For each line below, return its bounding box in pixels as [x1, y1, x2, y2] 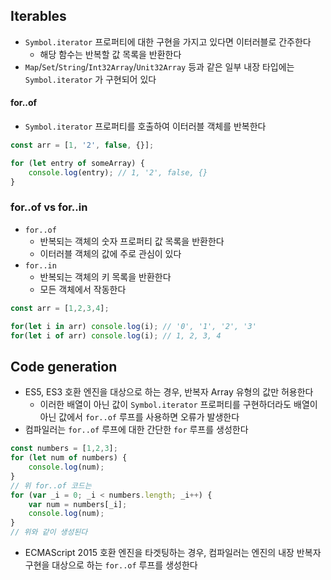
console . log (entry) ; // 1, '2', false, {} [28, 167, 208, 178]
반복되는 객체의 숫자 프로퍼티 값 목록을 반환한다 [39, 235, 225, 247]
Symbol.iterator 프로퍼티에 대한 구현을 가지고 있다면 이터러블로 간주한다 [24, 35, 312, 48]
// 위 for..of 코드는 [10, 480, 92, 491]
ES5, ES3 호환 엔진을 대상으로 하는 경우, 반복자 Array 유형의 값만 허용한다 [24, 386, 314, 398]
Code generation [10, 358, 118, 375]
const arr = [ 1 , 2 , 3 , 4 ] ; [10, 303, 110, 313]
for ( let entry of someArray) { [10, 158, 145, 168]
